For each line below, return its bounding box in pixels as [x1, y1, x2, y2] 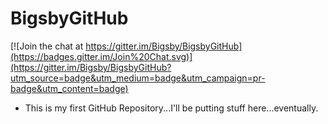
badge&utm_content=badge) [10, 82, 129, 94]
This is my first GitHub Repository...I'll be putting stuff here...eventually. [24, 102, 319, 114]
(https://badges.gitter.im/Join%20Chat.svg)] [10, 50, 193, 62]
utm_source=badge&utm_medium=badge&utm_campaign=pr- [10, 72, 266, 84]
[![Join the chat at [10, 40, 84, 52]
